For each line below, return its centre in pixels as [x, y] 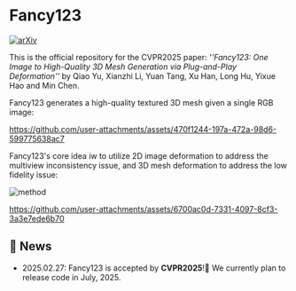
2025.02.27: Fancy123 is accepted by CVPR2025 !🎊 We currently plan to [154, 268]
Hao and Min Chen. [44, 85]
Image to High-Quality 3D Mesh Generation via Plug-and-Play [123, 67]
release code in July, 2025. [71, 277]
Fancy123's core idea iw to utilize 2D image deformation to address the [139, 155]
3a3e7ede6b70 [37, 218]
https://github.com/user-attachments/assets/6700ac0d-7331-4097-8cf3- [144, 208]
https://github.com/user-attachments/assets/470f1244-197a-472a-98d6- [143, 129]
